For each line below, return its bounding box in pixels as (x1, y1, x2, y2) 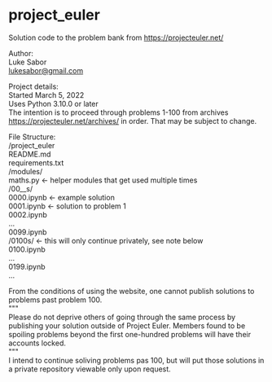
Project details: (8, 81, 59, 91)
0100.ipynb (8, 244, 46, 254)
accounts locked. (8, 338, 67, 348)
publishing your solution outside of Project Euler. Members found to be (8, 320, 246, 331)
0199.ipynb (8, 261, 46, 271)
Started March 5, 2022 (8, 90, 85, 99)
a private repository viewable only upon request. (8, 364, 171, 374)
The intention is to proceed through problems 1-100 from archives (8, 108, 229, 117)
